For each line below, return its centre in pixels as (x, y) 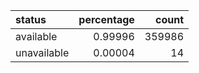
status (31, 19)
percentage (106, 19)
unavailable (42, 52)
